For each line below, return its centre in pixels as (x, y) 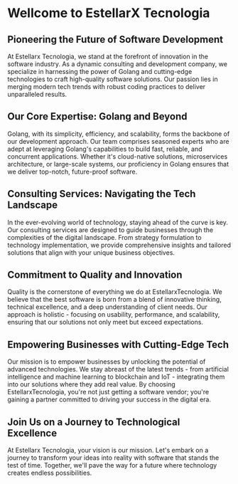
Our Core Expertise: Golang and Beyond (97, 116)
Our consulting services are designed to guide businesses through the (110, 230)
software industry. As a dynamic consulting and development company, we (117, 64)
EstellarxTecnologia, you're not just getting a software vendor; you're (108, 392)
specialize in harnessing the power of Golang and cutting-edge (100, 72)
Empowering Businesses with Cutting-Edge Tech (118, 344)
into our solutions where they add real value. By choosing (91, 384)
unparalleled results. (37, 94)
